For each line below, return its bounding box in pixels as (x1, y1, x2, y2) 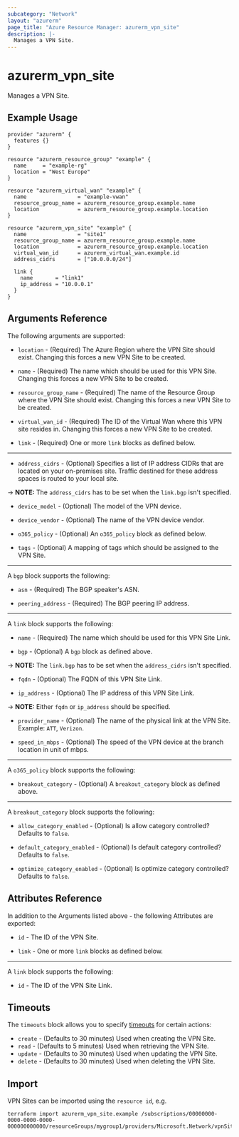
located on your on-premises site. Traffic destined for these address (17, 466, 218, 475)
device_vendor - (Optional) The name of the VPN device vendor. (17, 515, 205, 524)
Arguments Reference (7, 312, 108, 325)
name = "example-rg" (14, 162, 87, 169)
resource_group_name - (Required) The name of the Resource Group (17, 388, 216, 397)
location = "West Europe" (14, 168, 91, 175)
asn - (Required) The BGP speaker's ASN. (17, 585, 140, 593)
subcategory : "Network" (7, 10, 78, 18)
